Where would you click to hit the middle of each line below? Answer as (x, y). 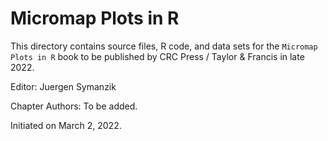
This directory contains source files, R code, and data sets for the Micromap (164, 46)
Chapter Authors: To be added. (74, 106)
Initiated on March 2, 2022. (66, 125)
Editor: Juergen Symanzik (63, 86)
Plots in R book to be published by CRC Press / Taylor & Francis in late (157, 56)
